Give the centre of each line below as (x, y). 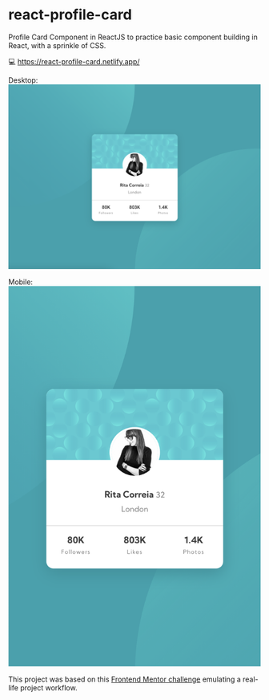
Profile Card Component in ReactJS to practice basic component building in (133, 37)
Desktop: (23, 80)
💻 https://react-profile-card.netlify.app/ (74, 61)
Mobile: (21, 282)
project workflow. (48, 687)
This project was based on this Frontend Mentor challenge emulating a (125, 679)
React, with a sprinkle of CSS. (57, 45)
